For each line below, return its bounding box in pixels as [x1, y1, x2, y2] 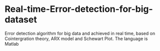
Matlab [4, 41, 19, 47]
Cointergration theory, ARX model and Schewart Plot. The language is [4, 36, 148, 42]
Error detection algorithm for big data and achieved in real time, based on [4, 30, 156, 36]
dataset [4, 14, 37, 25]
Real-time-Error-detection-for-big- [4, 3, 153, 15]
